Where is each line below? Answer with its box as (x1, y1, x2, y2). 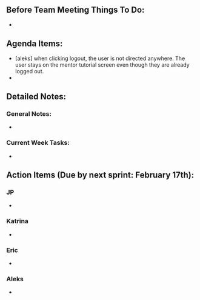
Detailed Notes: (6, 92, 67, 102)
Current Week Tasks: (6, 139, 70, 147)
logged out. (15, 67, 44, 75)
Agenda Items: (6, 39, 63, 49)
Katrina (6, 217, 29, 225)
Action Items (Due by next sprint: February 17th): (6, 170, 195, 180)
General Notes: (6, 109, 52, 118)
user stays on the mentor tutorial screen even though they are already (15, 61, 190, 68)
